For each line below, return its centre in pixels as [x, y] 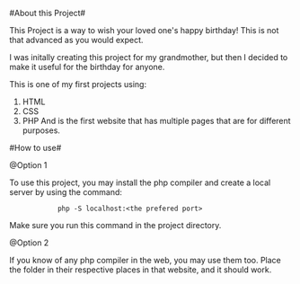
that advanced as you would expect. [76, 40]
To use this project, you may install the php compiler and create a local [140, 182]
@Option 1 [28, 165]
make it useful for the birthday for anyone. [87, 67]
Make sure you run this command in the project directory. [115, 225]
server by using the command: [66, 192]
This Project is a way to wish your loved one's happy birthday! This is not [144, 30]
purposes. [41, 130]
